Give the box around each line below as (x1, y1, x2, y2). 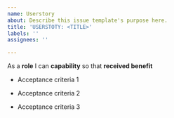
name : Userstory (7, 10, 55, 18)
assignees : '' (7, 37, 49, 44)
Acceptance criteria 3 (17, 103, 81, 111)
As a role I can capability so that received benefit (7, 62, 153, 70)
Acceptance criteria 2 (17, 89, 81, 98)
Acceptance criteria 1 (17, 75, 79, 84)
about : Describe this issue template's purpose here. (7, 17, 168, 24)
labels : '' (7, 29, 39, 37)
